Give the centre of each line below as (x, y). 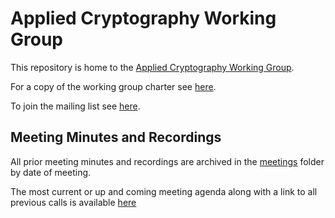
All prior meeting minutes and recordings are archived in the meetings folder (167, 161)
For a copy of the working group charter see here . (113, 86)
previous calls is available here (73, 202)
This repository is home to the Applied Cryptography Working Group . (152, 67)
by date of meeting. (51, 172)
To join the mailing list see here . (75, 106)
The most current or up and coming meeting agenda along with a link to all (164, 191)
